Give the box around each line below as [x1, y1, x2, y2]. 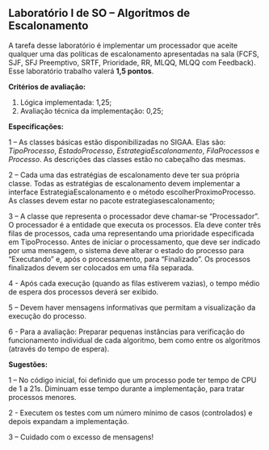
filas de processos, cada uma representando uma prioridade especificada [8, 228, 254, 238]
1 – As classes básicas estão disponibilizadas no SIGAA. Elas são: [8, 137, 226, 147]
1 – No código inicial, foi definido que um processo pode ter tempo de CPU [8, 375, 257, 385]
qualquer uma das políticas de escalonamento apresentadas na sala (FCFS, [8, 48, 260, 59]
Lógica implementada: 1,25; [19, 97, 112, 107]
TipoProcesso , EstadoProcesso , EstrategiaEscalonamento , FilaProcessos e [8, 145, 260, 156]
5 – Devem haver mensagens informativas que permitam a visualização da [8, 302, 256, 312]
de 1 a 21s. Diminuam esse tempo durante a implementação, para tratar [8, 383, 245, 394]
